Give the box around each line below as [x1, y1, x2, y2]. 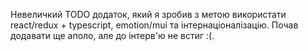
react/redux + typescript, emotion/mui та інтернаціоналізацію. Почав [10, 19, 299, 31]
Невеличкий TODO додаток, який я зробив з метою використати [10, 9, 287, 20]
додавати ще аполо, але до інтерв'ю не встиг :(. [10, 30, 215, 41]
